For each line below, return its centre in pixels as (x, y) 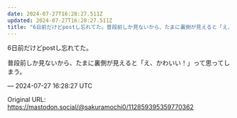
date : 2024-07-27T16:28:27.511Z (55, 14)
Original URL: (27, 100)
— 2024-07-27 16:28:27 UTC (50, 86)
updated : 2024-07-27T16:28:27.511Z (60, 20)
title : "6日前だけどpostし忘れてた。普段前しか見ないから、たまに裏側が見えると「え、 (120, 27)
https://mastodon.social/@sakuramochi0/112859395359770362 (100, 107)
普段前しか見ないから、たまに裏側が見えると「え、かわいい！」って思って (116, 63)
